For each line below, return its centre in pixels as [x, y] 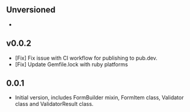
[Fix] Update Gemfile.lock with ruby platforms [71, 64]
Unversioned [31, 10]
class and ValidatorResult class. [54, 104]
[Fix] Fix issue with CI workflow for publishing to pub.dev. [86, 58]
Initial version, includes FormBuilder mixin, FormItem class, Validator [99, 98]
